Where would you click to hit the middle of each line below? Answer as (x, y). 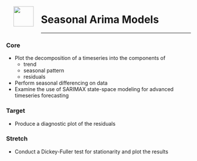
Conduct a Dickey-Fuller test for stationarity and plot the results (91, 152)
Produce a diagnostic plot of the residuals (65, 123)
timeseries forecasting (42, 96)
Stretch (17, 139)
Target (16, 111)
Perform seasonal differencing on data (61, 83)
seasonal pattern (44, 71)
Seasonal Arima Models (100, 20)
